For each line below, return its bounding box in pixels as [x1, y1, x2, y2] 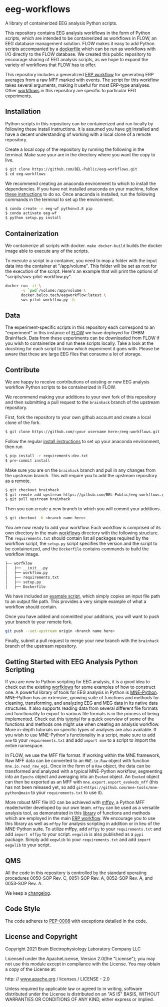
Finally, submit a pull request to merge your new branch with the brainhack [5, 638, 159, 644]
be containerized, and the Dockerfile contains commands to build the [5, 546, 149, 552]
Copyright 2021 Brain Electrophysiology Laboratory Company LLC [5, 946, 141, 952]
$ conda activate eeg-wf [5, 211, 57, 216]
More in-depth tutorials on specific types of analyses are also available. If [5, 727, 156, 733]
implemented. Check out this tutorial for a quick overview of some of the [5, 716, 154, 722]
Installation [5, 107, 41, 116]
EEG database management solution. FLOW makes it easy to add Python [5, 40, 155, 46]
